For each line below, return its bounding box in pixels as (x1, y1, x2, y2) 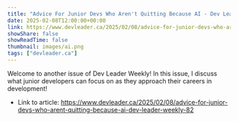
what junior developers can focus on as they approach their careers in (7, 76, 212, 85)
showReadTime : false (7, 37, 69, 44)
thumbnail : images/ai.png (7, 43, 84, 50)
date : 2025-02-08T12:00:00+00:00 (7, 17, 106, 24)
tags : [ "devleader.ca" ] (7, 50, 78, 57)
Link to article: (17, 98, 59, 106)
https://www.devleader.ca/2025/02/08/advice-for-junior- (60, 98, 228, 106)
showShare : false (7, 30, 59, 38)
